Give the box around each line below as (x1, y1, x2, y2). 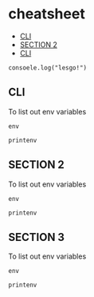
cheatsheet (8, 5, 85, 23)
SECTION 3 (8, 230, 65, 244)
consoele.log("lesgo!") (8, 63, 88, 72)
